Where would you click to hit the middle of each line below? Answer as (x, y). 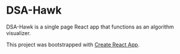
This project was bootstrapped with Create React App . (73, 45)
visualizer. (18, 33)
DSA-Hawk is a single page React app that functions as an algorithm (90, 27)
